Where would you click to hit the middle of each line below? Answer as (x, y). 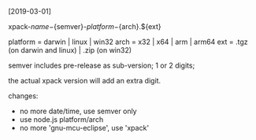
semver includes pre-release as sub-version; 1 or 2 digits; (102, 65)
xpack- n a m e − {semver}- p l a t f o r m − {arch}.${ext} (85, 26)
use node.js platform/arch (61, 120)
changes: (23, 96)
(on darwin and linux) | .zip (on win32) (70, 50)
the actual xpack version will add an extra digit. (85, 81)
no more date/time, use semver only (78, 111)
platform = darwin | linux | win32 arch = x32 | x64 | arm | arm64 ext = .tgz (128, 42)
